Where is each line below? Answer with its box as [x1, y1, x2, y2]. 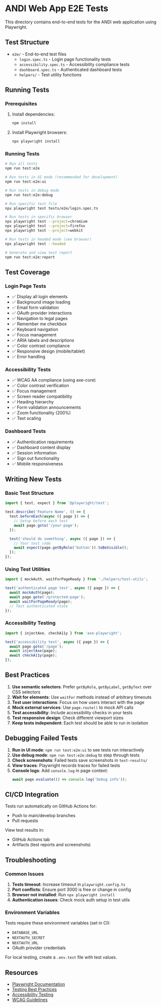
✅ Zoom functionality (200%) [12, 410, 71, 416]
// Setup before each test [14, 519, 68, 523]
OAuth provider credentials [12, 945, 66, 951]
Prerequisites [5, 101, 37, 107]
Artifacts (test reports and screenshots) [12, 842, 91, 848]
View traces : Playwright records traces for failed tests [12, 762, 120, 768]
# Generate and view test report [5, 250, 73, 255]
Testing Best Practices [12, 987, 57, 992]
